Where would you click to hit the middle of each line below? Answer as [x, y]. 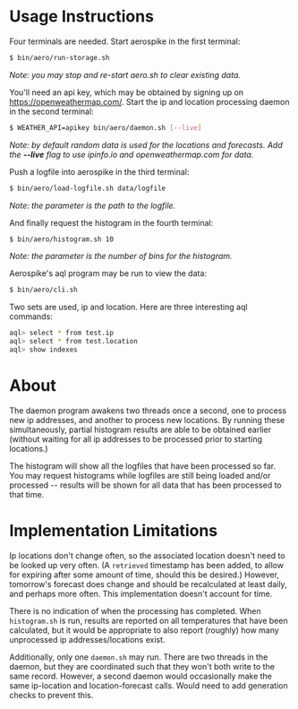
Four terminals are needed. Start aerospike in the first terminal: [125, 41]
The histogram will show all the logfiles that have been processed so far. [142, 466]
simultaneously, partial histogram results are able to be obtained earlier [140, 429]
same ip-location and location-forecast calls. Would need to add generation [149, 685]
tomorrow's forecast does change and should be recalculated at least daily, [149, 584]
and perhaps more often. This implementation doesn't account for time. [141, 593]
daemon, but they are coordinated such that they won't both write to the [142, 666]
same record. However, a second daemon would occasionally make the [141, 676]
